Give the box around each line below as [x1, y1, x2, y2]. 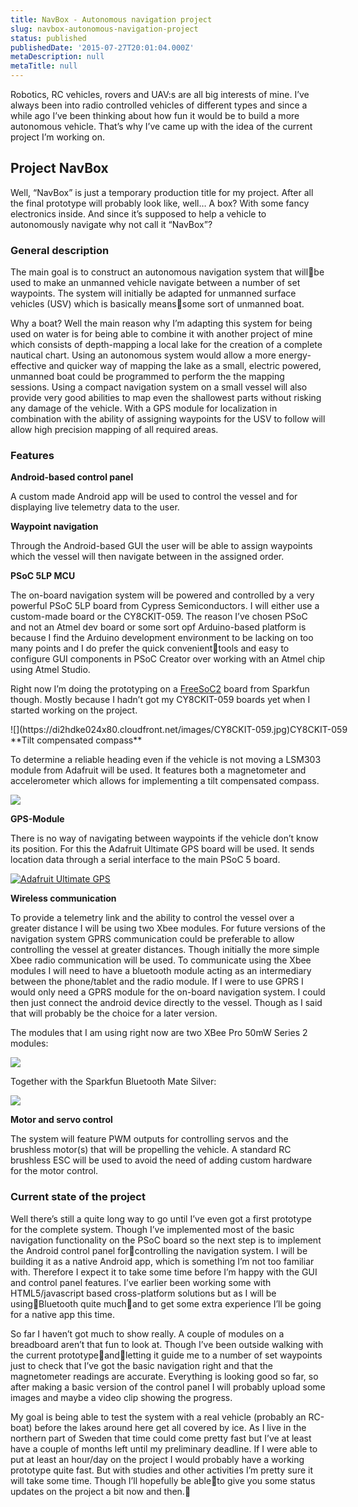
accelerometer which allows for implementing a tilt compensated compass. [10, 775, 320, 787]
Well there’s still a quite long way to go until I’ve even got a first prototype [10, 1212, 312, 1225]
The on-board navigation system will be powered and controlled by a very [10, 589, 315, 601]
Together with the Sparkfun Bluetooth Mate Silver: [10, 1076, 217, 1088]
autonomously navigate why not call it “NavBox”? [10, 218, 213, 230]
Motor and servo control [10, 1114, 113, 1126]
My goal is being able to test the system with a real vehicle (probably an [10, 1411, 307, 1423]
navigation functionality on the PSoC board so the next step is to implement [10, 1234, 322, 1246]
